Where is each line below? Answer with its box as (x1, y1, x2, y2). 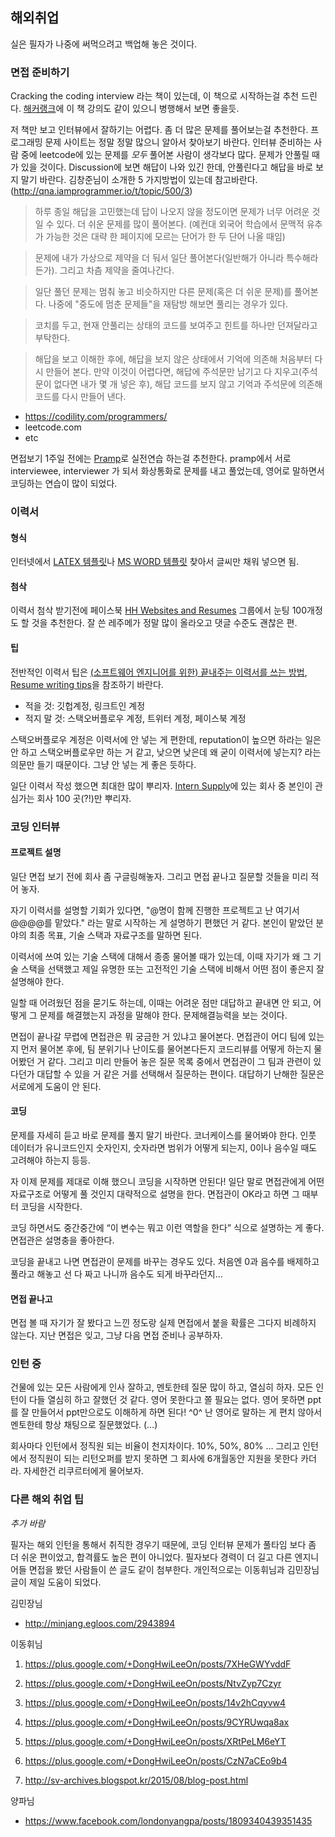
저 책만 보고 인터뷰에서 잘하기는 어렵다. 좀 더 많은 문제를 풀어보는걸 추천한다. (10, 124, 309, 136)
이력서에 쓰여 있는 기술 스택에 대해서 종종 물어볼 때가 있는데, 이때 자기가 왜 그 (10, 950, 312, 962)
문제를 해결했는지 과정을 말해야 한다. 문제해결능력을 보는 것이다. (39, 1009, 288, 1021)
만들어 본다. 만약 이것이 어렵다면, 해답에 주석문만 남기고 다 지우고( (45, 366, 302, 378)
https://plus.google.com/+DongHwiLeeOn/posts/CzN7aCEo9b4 (24, 1754, 288, 1767)
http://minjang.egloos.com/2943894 (24, 1617, 176, 1629)
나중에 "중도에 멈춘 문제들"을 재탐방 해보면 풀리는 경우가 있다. (48, 298, 289, 310)
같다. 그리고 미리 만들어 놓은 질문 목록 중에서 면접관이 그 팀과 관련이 (47, 1055, 312, 1067)
